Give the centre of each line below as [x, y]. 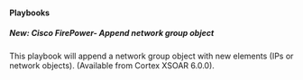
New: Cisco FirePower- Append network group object [112, 33]
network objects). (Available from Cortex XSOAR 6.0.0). [112, 65]
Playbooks [30, 13]
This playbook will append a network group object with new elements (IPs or [151, 56]
